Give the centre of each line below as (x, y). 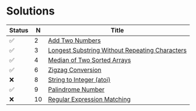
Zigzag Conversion (75, 69)
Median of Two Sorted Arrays (89, 60)
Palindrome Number (76, 89)
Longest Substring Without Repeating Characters (117, 50)
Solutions (31, 11)
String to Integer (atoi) (79, 80)
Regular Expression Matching (89, 99)
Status (19, 30)
